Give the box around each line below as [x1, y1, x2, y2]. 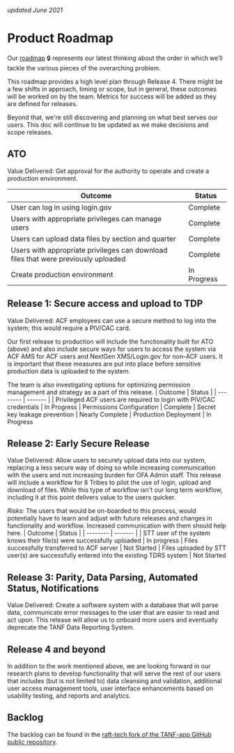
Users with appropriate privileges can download [10, 245, 168, 255]
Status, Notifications [7, 582, 99, 594]
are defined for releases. [7, 99, 78, 107]
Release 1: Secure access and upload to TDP [7, 298, 203, 310]
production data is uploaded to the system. [7, 366, 131, 375]
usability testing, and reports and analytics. [7, 692, 131, 700]
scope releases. [7, 128, 54, 136]
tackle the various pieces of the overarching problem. [7, 64, 162, 72]
